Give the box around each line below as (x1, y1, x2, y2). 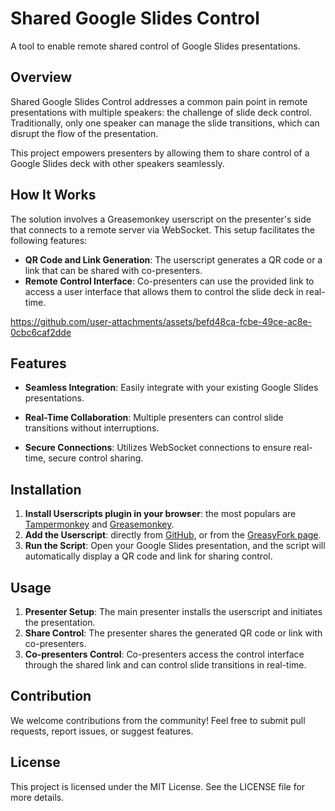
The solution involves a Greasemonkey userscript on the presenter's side (10, 213, 312, 225)
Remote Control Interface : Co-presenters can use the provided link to (24, 275, 315, 287)
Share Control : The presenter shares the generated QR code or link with (24, 627, 323, 639)
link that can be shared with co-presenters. (24, 264, 203, 276)
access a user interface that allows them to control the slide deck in (24, 285, 304, 297)
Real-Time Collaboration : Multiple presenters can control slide (24, 412, 284, 424)
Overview (10, 69, 73, 86)
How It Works (10, 187, 97, 204)
